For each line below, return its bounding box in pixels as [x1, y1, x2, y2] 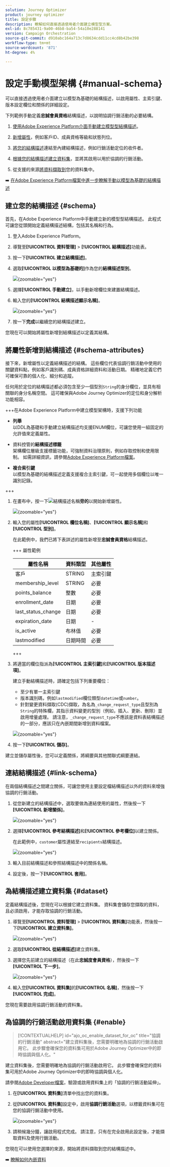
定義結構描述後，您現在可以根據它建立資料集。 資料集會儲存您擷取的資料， [5, 901, 162, 907]
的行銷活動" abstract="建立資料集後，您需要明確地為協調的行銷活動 [17, 1039, 159, 1045]
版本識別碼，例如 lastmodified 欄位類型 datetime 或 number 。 [20, 695, 142, 701]
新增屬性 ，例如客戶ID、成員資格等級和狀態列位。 [12, 134, 115, 140]
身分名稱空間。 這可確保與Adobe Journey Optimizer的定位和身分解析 [18, 390, 162, 396]
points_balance [15, 589, 52, 596]
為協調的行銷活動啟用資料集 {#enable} [5, 1018, 126, 1026]
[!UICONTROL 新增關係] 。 [12, 806, 67, 812]
